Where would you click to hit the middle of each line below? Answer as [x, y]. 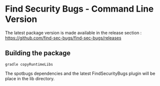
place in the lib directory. [30, 78]
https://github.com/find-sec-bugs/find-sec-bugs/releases [63, 38]
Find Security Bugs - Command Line [80, 9]
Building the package [38, 53]
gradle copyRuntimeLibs [29, 64]
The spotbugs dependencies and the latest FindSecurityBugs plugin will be [80, 73]
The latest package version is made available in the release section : [73, 33]
